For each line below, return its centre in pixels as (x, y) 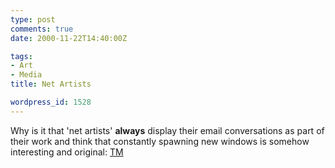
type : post (33, 19)
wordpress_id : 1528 (51, 102)
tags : (21, 56)
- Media (26, 75)
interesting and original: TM (67, 152)
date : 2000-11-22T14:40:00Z (69, 38)
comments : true (42, 29)
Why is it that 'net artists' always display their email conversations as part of (167, 130)
